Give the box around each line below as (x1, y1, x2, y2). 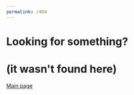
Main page (6, 82, 33, 89)
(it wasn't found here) (6, 63, 117, 76)
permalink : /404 (6, 8, 47, 15)
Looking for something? (6, 34, 129, 48)
